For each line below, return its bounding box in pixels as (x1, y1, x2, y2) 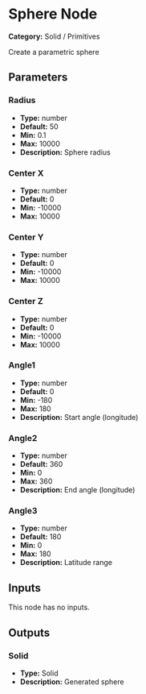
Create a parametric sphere (8, 47, 99, 56)
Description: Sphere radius (19, 147, 111, 157)
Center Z (8, 296, 44, 307)
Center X (8, 167, 44, 178)
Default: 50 (19, 122, 59, 131)
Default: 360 (19, 459, 63, 469)
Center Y (8, 231, 44, 243)
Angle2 (8, 432, 38, 443)
